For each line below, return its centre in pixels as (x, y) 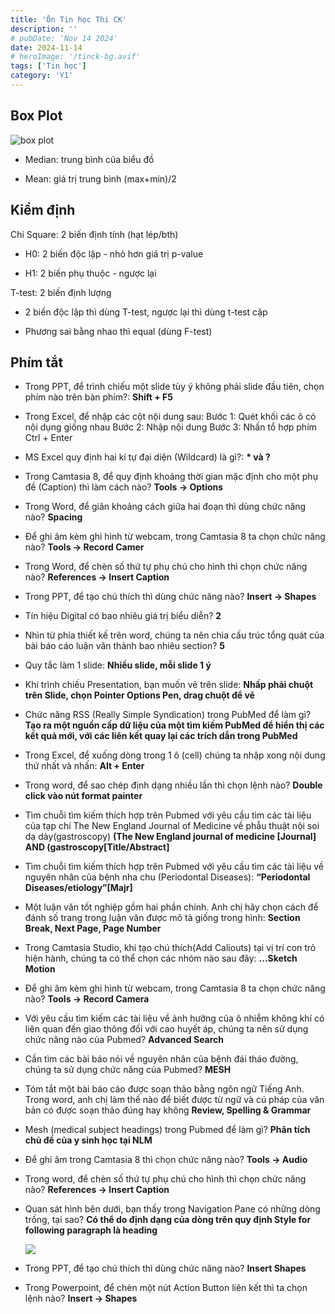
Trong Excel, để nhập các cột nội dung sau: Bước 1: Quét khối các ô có (170, 417)
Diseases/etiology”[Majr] (78, 888)
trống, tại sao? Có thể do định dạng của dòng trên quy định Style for (168, 1220)
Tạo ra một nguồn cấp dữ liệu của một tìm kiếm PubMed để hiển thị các (174, 725)
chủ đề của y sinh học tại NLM (88, 1140)
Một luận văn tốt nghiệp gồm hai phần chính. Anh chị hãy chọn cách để (171, 907)
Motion (40, 969)
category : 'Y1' (42, 76)
